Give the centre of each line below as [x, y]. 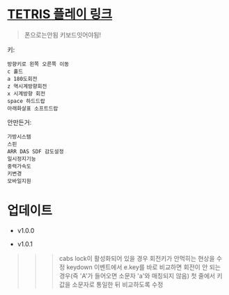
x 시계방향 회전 [26, 94]
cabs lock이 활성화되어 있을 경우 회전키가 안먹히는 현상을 [137, 258]
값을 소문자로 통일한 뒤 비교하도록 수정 [111, 284]
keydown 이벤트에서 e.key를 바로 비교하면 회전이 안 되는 [144, 267]
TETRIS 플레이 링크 [60, 14]
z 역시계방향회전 [27, 86]
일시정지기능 [22, 159]
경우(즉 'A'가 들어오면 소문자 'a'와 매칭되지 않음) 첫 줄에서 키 [141, 276]
